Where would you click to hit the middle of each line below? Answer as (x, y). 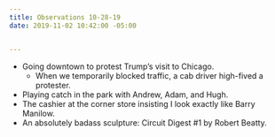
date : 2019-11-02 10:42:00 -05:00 (73, 26)
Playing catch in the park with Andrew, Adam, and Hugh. (125, 95)
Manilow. (38, 113)
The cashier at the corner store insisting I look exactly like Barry (138, 103)
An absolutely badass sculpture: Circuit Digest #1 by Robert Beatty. (145, 122)
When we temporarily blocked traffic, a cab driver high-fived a (149, 75)
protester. (53, 85)
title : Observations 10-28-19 (65, 17)
